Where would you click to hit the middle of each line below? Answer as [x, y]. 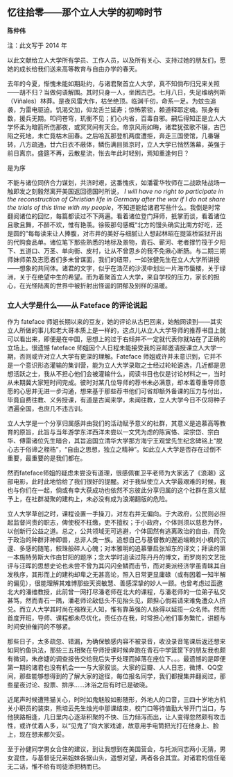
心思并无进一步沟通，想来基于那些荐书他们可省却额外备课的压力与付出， [122, 391]
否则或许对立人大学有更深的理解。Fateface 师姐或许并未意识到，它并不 [121, 357]
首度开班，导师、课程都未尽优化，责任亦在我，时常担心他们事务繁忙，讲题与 [116, 618]
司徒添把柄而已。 [80, 767]
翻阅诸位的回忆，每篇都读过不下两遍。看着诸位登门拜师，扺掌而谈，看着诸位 [116, 216]
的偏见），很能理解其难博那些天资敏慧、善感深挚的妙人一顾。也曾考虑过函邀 [115, 583]
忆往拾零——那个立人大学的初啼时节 [85, 13]
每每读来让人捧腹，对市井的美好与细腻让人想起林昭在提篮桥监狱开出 [126, 233]
